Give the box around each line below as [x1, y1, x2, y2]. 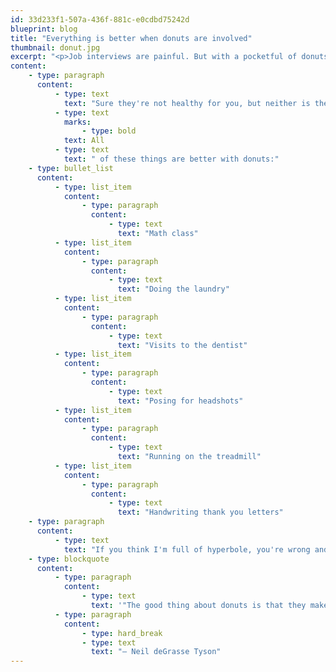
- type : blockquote [28, 554, 110, 564]
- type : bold [81, 126, 137, 136]
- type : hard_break [81, 628, 163, 638]
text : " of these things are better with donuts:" [63, 154, 280, 164]
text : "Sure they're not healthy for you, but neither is [63, 98, 311, 108]
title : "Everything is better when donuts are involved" [10, 33, 253, 43]
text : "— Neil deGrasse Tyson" [90, 647, 222, 657]
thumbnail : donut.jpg [10, 42, 101, 53]
